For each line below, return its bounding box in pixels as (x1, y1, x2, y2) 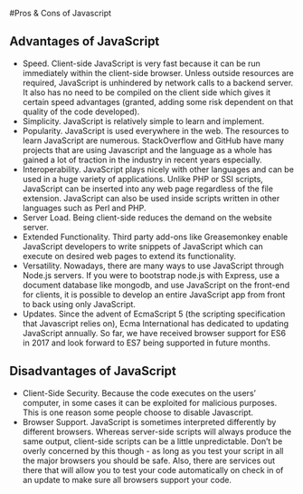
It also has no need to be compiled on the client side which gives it (22, 86, 271, 98)
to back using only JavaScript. (22, 298, 136, 309)
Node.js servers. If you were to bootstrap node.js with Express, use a (22, 269, 280, 280)
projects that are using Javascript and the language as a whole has (22, 144, 273, 155)
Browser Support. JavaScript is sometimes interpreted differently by (22, 416, 277, 427)
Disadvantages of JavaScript (9, 363, 176, 379)
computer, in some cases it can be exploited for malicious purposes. (22, 397, 278, 408)
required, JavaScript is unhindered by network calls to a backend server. (22, 77, 294, 88)
